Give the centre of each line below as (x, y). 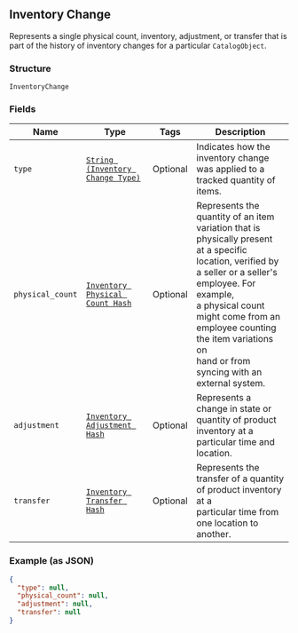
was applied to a (231, 170)
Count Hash (109, 304)
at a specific (222, 250)
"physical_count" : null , (63, 596)
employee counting (236, 328)
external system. (231, 384)
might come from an (239, 317)
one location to (227, 523)
